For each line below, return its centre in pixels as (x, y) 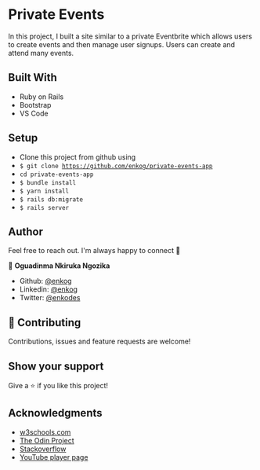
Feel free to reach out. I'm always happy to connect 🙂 (94, 251)
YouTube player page (54, 457)
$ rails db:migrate (51, 199)
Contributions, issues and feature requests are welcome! (99, 341)
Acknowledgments (56, 413)
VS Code (34, 113)
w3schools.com (45, 432)
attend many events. (41, 53)
